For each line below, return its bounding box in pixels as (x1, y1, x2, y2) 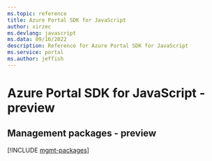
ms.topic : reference (7, 10, 68, 17)
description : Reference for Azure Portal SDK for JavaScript (7, 42, 189, 49)
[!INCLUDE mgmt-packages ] (7, 146, 89, 154)
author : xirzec (7, 23, 52, 30)
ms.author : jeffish (7, 56, 64, 62)
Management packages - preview (7, 128, 157, 139)
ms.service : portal (7, 49, 64, 56)
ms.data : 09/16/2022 (7, 36, 68, 43)
